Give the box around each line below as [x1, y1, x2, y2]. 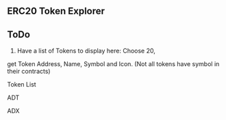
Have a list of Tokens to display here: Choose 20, [16, 47, 156, 55]
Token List [7, 80, 36, 89]
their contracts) [7, 67, 51, 76]
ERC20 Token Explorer [7, 5, 105, 17]
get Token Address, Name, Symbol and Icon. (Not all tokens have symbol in [7, 60, 220, 68]
